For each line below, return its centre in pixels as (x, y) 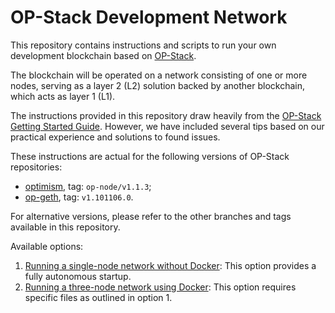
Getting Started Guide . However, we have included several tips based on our (167, 126)
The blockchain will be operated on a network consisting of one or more (159, 75)
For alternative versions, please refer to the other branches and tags (151, 216)
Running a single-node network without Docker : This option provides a (170, 265)
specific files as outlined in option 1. (98, 297)
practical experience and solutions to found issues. (115, 137)
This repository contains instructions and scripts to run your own (143, 45)
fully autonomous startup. (78, 276)
